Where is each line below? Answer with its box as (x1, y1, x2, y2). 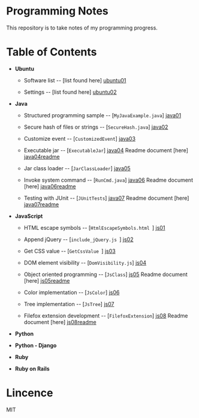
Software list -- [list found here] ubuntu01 (23, 76, 126, 84)
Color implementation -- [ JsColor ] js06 (23, 289, 120, 296)
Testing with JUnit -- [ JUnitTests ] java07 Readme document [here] (23, 194, 189, 201)
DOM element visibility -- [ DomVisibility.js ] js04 (23, 259, 147, 266)
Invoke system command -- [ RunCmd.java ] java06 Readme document (23, 176, 194, 183)
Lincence (6, 386, 53, 400)
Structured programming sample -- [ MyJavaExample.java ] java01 (23, 111, 182, 118)
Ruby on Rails (14, 365, 50, 372)
